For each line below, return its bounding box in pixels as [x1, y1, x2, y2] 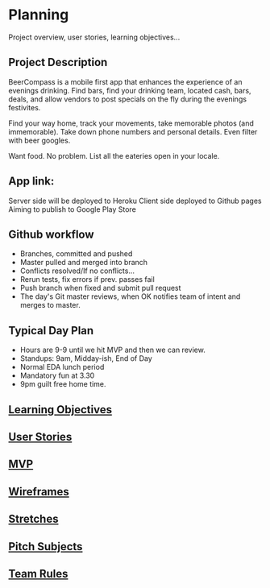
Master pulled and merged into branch [19, 258, 147, 267]
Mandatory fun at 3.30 [19, 371, 95, 380]
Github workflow [8, 227, 94, 241]
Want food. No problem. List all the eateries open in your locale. [8, 151, 220, 160]
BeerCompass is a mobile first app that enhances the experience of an [8, 77, 243, 86]
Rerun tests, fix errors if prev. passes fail [19, 275, 155, 284]
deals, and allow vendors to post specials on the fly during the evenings [8, 94, 247, 104]
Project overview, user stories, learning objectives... [8, 32, 181, 42]
